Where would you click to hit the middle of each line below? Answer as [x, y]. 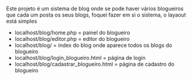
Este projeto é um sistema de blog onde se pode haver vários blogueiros [95, 9]
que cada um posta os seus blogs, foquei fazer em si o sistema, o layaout [96, 15]
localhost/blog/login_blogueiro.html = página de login [80, 58]
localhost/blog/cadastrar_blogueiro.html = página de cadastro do [95, 64]
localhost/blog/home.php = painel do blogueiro [73, 33]
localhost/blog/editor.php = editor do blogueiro [72, 39]
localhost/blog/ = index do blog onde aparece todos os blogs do [93, 45]
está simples [22, 21]
